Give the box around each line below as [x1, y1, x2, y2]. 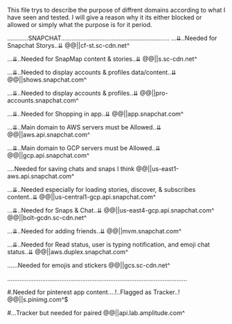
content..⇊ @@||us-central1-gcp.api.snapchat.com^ [7, 193, 157, 201]
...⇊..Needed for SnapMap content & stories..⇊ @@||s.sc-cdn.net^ [7, 55, 197, 63]
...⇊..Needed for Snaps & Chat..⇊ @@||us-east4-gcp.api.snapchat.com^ [7, 206, 215, 214]
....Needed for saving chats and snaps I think [7, 165, 135, 172]
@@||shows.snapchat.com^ [7, 75, 87, 84]
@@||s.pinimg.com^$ [7, 296, 69, 303]
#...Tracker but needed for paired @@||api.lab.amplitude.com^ [7, 309, 186, 317]
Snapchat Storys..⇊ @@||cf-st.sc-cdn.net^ [7, 42, 130, 49]
